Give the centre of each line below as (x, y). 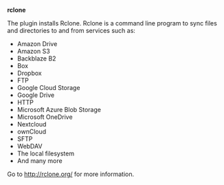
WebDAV (30, 146)
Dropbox (30, 73)
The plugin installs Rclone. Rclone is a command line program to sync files (112, 23)
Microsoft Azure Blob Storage (59, 110)
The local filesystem (45, 153)
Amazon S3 (33, 51)
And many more (40, 161)
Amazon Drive (37, 44)
